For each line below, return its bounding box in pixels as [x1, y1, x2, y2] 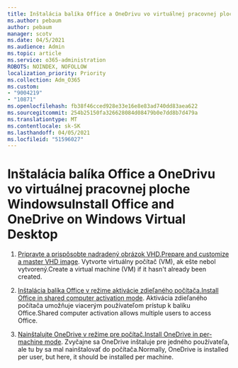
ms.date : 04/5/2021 [7, 37, 65, 44]
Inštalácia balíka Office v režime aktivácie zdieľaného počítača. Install [17, 286, 219, 295]
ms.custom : [7, 83, 40, 90]
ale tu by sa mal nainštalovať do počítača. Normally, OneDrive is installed [17, 345, 229, 354]
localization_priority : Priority [7, 69, 106, 77]
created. [17, 272, 42, 281]
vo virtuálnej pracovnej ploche [7, 182, 191, 197]
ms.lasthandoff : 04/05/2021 [7, 129, 91, 136]
